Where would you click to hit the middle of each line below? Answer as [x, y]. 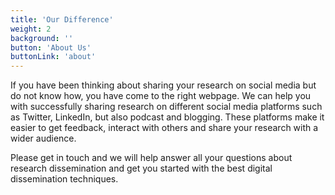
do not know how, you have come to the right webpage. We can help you [161, 96]
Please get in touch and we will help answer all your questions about [151, 158]
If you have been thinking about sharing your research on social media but [163, 85]
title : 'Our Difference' [62, 19]
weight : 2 [31, 29]
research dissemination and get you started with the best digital [141, 168]
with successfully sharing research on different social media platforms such [166, 107]
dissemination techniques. [64, 179]
